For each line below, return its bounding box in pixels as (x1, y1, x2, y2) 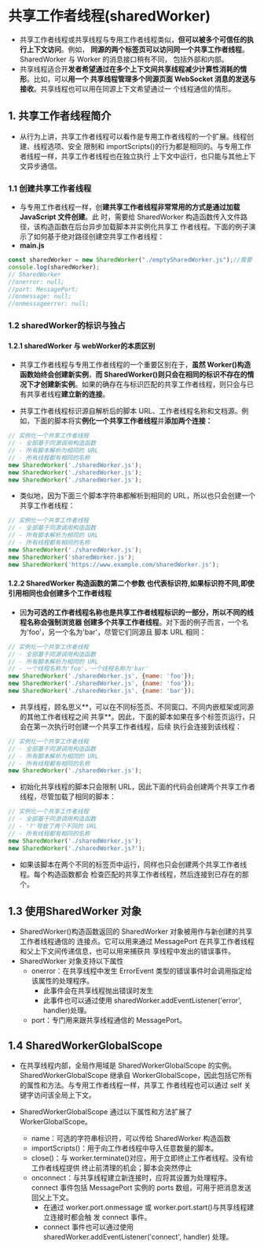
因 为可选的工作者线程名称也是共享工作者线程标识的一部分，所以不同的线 (19, 608, 254, 617)
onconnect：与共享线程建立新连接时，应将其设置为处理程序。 (31, 1173, 232, 1183)
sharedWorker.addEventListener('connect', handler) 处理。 (42, 1232, 233, 1242)
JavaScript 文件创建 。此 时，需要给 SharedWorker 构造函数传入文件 (19, 212, 241, 221)
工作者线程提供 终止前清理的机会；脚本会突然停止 (31, 1163, 192, 1173)
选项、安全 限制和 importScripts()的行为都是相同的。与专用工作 (46, 141, 251, 151)
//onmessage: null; (8, 292, 72, 300)
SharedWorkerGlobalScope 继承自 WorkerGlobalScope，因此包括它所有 (19, 1071, 253, 1080)
